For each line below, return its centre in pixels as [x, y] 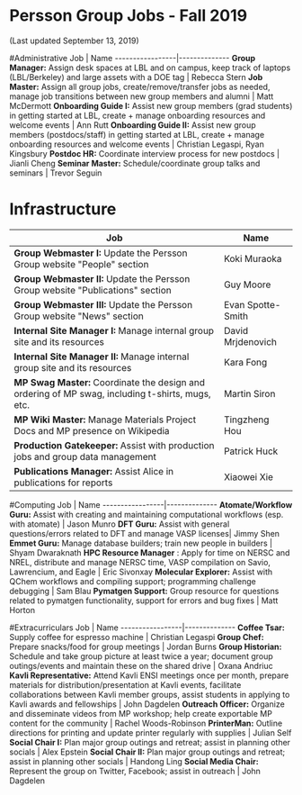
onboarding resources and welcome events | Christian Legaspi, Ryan [137, 144]
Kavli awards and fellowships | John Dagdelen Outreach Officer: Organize [147, 704]
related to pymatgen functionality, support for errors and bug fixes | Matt [144, 601]
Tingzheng [246, 420]
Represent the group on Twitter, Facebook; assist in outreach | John [135, 771]
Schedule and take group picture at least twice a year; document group [142, 656]
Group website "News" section [79, 316]
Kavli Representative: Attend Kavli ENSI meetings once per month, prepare [149, 675]
